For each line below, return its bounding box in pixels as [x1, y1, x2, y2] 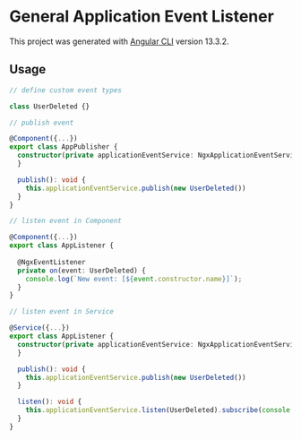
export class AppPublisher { [9, 142, 118, 151]
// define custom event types [9, 85, 123, 95]
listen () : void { [17, 397, 82, 407]
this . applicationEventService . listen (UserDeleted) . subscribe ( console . [25, 406, 295, 415]
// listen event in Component [9, 217, 123, 226]
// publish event [9, 118, 74, 127]
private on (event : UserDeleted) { [17, 266, 146, 275]
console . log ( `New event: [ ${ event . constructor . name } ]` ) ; [25, 274, 243, 283]
